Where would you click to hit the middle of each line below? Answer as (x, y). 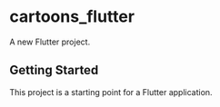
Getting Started (54, 70)
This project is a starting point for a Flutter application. (111, 92)
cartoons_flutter (72, 17)
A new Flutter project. (50, 42)
